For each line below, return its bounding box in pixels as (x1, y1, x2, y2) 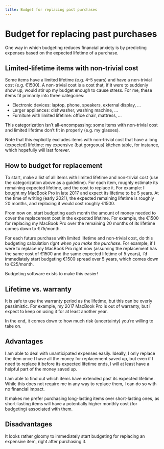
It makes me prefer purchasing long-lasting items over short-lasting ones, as (5, 396, 160, 401)
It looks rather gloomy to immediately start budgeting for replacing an (5, 433, 145, 439)
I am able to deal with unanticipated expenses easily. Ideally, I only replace (5, 350, 156, 356)
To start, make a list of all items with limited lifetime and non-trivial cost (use (5, 175, 159, 181)
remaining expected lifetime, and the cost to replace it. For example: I (5, 185, 145, 191)
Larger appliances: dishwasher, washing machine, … (12, 107, 118, 113)
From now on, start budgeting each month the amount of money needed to (5, 210, 156, 216)
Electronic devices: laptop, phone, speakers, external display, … (12, 102, 141, 108)
